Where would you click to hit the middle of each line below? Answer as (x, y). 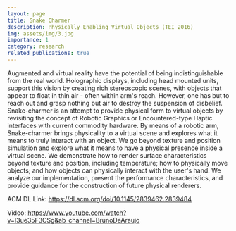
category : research (36, 46)
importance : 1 (28, 40)
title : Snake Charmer (39, 20)
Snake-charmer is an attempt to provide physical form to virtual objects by (115, 111)
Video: (17, 213)
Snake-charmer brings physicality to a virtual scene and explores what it (113, 133)
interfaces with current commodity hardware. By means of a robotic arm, (113, 125)
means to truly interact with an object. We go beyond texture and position (114, 140)
